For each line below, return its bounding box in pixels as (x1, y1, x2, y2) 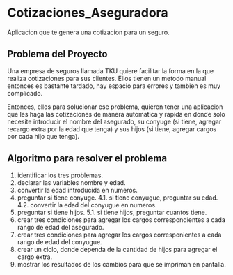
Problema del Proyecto (7, 48, 108, 60)
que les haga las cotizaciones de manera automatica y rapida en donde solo (7, 110, 225, 118)
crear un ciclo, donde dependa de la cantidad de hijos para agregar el (17, 245, 218, 253)
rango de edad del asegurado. (17, 223, 104, 231)
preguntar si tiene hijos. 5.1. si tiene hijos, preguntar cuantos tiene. (17, 208, 207, 216)
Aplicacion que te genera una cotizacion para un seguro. (7, 28, 170, 36)
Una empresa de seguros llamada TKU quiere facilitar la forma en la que (7, 66, 214, 75)
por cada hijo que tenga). (7, 132, 80, 140)
